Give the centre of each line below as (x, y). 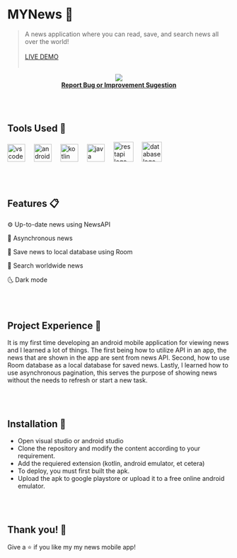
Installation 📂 (37, 424)
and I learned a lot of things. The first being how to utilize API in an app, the (117, 351)
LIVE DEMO (41, 57)
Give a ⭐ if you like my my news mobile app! (71, 547)
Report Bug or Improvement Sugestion (119, 85)
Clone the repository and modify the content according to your (109, 448)
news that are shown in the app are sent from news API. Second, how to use (118, 358)
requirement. (36, 456)
